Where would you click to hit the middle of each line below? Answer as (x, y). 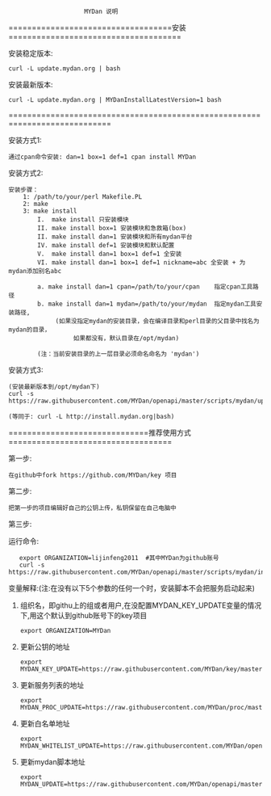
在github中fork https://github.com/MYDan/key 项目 (93, 475)
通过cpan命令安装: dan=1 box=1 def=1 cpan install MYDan (102, 157)
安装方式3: (26, 370)
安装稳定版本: (31, 53)
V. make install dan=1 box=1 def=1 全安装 (110, 254)
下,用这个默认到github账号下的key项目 (83, 615)
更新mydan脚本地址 (53, 762)
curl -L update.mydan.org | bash (65, 69)
